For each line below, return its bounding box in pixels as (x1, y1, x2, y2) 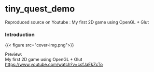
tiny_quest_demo (5, 3, 75, 14)
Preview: (5, 51, 23, 57)
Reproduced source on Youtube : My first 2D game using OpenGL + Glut (5, 19, 149, 25)
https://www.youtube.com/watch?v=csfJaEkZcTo (5, 61, 103, 68)
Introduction (5, 31, 35, 38)
